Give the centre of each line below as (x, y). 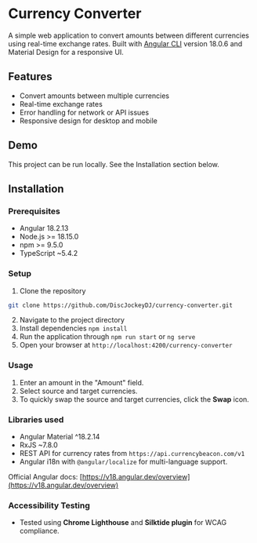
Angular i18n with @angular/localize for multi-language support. (123, 462)
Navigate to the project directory (72, 320)
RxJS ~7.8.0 (39, 445)
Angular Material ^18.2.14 (60, 437)
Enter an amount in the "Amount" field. (81, 382)
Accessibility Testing (49, 505)
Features (30, 77)
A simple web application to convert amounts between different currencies (128, 35)
